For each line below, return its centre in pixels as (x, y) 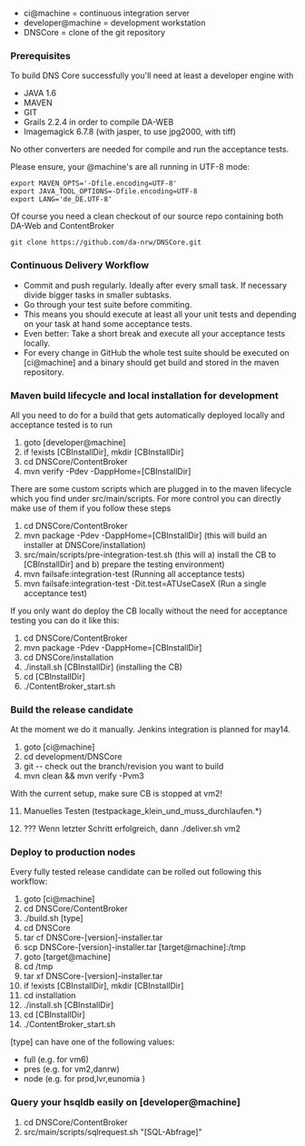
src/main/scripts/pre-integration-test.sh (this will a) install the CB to (149, 554)
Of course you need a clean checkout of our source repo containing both (147, 216)
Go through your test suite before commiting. (108, 304)
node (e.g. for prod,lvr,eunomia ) (84, 1079)
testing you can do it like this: (65, 620)
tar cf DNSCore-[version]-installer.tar (93, 937)
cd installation (49, 995)
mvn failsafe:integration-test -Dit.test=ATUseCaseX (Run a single (145, 583)
